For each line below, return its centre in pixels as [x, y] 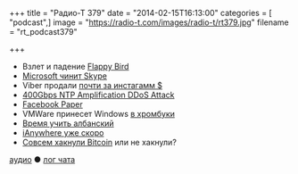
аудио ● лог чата [42, 159]
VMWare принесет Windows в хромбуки [99, 114]
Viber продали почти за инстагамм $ [92, 85]
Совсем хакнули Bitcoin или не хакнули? [99, 142]
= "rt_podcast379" [43, 32]
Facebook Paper [52, 104]
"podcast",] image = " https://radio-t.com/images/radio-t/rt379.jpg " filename [149, 22]
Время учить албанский [68, 123]
